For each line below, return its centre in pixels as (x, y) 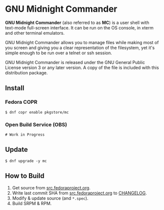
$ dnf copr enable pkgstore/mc (37, 112)
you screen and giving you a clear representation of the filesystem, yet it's (80, 47)
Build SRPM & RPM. (32, 203)
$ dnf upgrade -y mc (26, 161)
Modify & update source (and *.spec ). (50, 198)
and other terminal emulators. (35, 33)
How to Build (25, 176)
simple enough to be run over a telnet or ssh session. (59, 53)
